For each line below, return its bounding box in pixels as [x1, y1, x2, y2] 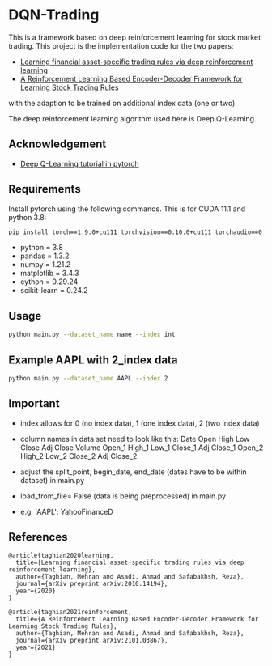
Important [8, 397, 60, 410]
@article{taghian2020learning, [8, 552, 114, 560]
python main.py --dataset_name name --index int [8, 330, 176, 339]
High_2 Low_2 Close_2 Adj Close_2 [19, 451, 138, 460]
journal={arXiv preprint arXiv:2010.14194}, [15, 580, 168, 588]
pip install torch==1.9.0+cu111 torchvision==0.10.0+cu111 [8, 228, 212, 236]
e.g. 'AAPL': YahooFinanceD [19, 507, 113, 516]
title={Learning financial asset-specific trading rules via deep [15, 558, 244, 567]
